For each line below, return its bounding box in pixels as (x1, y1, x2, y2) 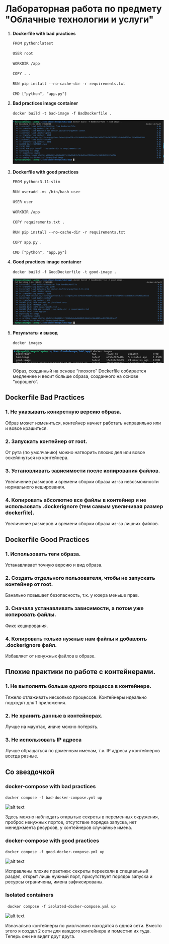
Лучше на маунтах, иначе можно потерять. (5, 724, 99, 730)
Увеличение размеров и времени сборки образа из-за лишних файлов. (5, 521, 159, 527)
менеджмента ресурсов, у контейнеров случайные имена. (5, 824, 132, 830)
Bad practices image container (12, 100, 78, 106)
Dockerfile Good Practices (5, 535, 90, 544)
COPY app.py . (12, 240, 42, 245)
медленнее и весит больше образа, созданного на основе (12, 373, 139, 379)
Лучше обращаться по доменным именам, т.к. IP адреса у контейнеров (5, 748, 160, 754)
